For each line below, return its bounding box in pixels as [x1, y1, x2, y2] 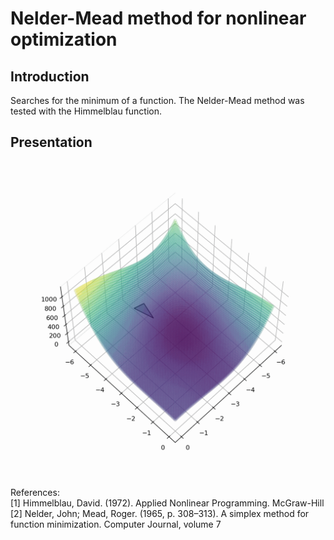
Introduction [10, 68, 90, 85]
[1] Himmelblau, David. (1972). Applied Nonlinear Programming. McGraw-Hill [10, 497, 325, 509]
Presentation [10, 134, 93, 151]
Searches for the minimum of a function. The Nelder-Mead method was [10, 95, 305, 106]
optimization [10, 28, 118, 51]
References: [10, 486, 60, 498]
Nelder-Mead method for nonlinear [10, 7, 307, 30]
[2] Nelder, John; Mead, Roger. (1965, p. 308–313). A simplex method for [10, 507, 310, 519]
